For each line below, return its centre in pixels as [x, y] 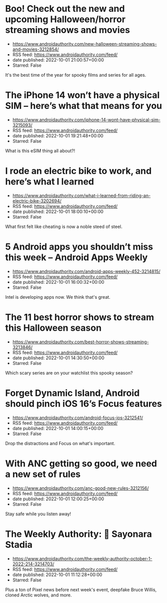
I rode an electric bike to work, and [78, 171]
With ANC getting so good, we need [81, 463]
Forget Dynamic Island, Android [72, 393]
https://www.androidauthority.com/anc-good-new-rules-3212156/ [80, 488]
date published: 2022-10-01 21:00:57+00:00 [58, 60]
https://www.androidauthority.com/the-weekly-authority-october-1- [82, 558]
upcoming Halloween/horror [65, 19]
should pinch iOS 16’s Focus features [83, 404]
